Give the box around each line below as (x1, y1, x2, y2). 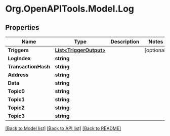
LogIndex (8, 55, 31, 62)
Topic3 (8, 112, 25, 119)
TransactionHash (8, 63, 51, 70)
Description (110, 38, 140, 45)
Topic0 (8, 88, 25, 95)
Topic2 (8, 104, 25, 111)
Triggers (8, 47, 29, 54)
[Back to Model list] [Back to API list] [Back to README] (5, 125, 121, 131)
